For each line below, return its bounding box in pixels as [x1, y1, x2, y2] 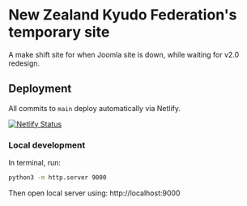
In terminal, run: [8, 158, 62, 168]
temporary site [8, 23, 110, 41]
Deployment [8, 82, 72, 96]
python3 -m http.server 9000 [8, 174, 107, 182]
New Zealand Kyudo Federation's [8, 6, 237, 24]
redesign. [8, 58, 40, 68]
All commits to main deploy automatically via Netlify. [8, 103, 181, 113]
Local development [8, 139, 86, 151]
